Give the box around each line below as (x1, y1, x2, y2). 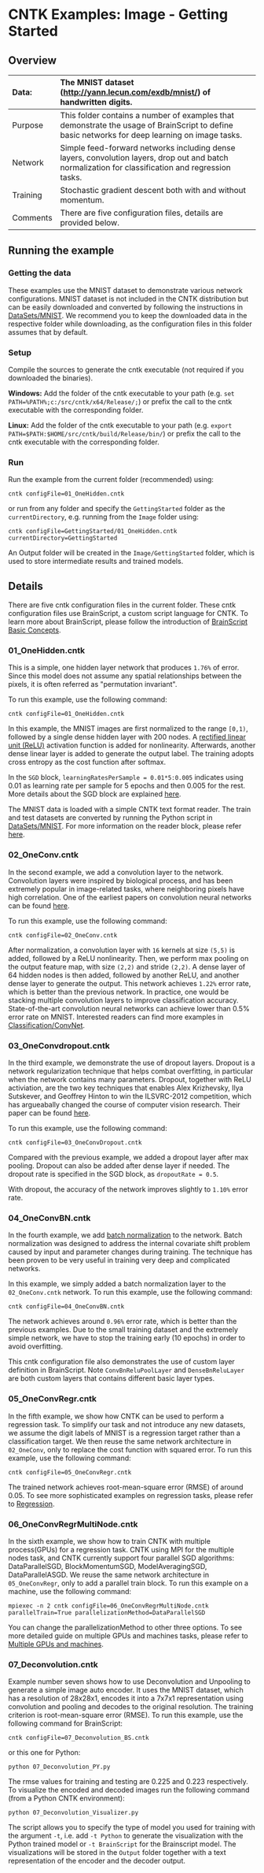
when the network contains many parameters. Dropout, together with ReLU (8, 1074, 251, 1084)
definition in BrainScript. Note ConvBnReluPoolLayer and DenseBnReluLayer (8, 1365, 245, 1375)
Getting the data (8, 268, 71, 279)
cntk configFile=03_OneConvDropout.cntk (8, 1138, 143, 1147)
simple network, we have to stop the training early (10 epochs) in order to (8, 1333, 246, 1343)
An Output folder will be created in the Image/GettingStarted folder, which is (8, 548, 255, 558)
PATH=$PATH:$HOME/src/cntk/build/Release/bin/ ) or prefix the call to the (8, 428, 241, 438)
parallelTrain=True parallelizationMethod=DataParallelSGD (8, 1608, 206, 1616)
